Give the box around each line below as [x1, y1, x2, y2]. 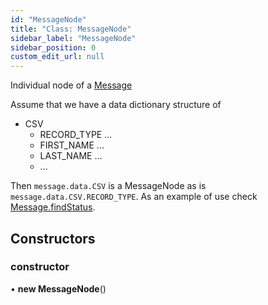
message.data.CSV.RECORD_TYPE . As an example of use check [10, 191, 258, 203]
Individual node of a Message [10, 79, 133, 91]
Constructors [10, 230, 96, 247]
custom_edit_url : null [10, 52, 105, 62]
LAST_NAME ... [39, 150, 103, 162]
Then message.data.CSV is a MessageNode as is [10, 180, 207, 192]
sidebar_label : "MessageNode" [10, 33, 137, 43]
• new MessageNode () [10, 282, 107, 295]
